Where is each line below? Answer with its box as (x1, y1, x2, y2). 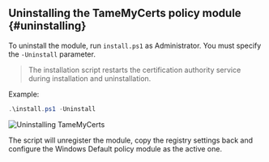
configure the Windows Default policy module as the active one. (8, 143, 223, 153)
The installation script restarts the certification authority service (28, 65, 241, 75)
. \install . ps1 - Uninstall (8, 104, 96, 113)
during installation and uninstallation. (28, 73, 152, 83)
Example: (8, 89, 40, 99)
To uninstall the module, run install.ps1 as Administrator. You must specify (8, 40, 262, 50)
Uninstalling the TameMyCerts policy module (8, 6, 241, 20)
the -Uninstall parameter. (8, 49, 96, 59)
